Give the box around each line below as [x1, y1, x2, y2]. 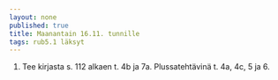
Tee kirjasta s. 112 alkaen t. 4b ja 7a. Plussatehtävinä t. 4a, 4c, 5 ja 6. [21, 62, 271, 72]
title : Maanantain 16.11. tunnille [9, 29, 140, 38]
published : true [9, 21, 69, 30]
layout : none [9, 12, 57, 22]
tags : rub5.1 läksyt [9, 37, 86, 47]
